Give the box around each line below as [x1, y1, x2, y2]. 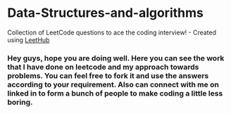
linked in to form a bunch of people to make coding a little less [7, 88, 223, 98]
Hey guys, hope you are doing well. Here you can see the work [7, 53, 225, 63]
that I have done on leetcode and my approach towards [7, 62, 199, 72]
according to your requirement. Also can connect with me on [7, 80, 220, 89]
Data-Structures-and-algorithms [7, 5, 204, 21]
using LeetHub [7, 35, 50, 44]
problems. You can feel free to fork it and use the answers [7, 70, 209, 80]
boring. [7, 97, 33, 107]
